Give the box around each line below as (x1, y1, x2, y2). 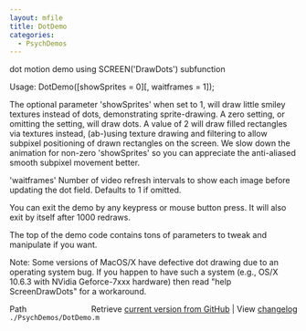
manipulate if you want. (9, 239, 98, 251)
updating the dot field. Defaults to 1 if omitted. (9, 184, 182, 196)
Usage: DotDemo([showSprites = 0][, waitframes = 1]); (9, 81, 215, 92)
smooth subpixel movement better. (9, 157, 140, 169)
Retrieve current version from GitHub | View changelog (90, 304, 298, 315)
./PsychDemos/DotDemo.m (9, 314, 100, 323)
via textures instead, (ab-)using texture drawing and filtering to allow (9, 129, 268, 140)
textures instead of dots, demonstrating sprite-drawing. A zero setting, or (9, 109, 286, 119)
